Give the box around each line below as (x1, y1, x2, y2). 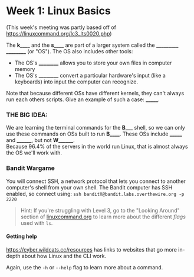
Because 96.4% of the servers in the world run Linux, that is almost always (6, 143, 188, 150)
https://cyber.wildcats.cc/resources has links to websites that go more (6, 246, 177, 253)
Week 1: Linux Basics (6, 4, 111, 18)
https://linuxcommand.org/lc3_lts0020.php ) (6, 30, 112, 37)
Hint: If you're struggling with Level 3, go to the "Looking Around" (20, 207, 180, 214)
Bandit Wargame (6, 164, 55, 172)
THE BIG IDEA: (6, 111, 48, 119)
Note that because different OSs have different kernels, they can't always (6, 89, 185, 96)
